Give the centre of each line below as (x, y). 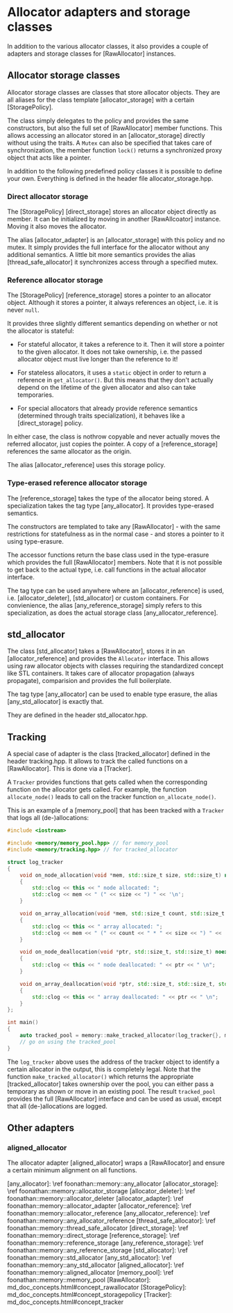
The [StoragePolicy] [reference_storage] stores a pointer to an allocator (109, 295)
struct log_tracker (35, 862)
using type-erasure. (35, 541)
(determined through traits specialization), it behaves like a (101, 416)
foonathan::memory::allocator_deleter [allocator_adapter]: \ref (95, 1199)
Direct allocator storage (48, 196)
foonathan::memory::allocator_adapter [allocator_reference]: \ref (100, 1206)
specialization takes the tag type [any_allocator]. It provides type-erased (111, 505)
